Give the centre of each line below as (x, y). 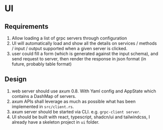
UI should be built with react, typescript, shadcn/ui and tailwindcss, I (81, 117)
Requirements (26, 27)
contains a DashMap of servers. (44, 96)
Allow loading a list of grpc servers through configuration (69, 38)
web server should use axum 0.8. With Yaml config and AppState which (84, 91)
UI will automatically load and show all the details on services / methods (84, 43)
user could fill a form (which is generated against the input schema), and (85, 54)
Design (16, 79)
